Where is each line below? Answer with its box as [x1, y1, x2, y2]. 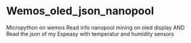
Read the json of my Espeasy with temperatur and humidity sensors [6, 30, 175, 37]
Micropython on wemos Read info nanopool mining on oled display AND [6, 24, 185, 31]
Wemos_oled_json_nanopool [6, 4, 154, 18]
